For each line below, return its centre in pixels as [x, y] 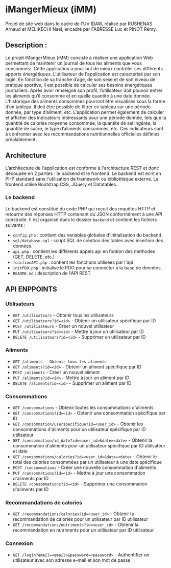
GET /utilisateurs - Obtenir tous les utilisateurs [63, 315]
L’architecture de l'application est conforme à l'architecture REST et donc [82, 168]
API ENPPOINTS [31, 289]
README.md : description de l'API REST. [52, 273]
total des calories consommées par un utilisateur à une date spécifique [87, 462]
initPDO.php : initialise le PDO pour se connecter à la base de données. [87, 267]
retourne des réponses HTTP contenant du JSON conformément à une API [84, 214]
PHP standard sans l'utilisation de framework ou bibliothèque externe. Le [82, 179]
